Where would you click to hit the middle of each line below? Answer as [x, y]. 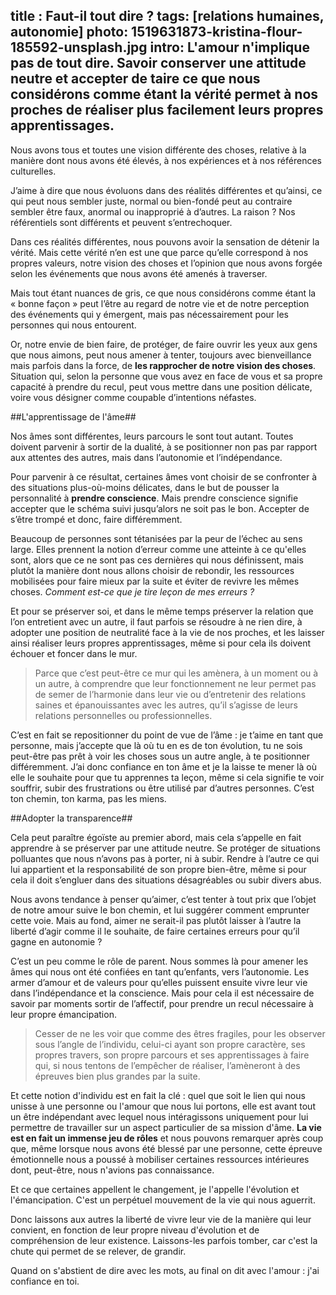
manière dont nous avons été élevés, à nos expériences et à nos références [166, 160]
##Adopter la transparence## [71, 818]
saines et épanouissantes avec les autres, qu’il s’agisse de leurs [166, 705]
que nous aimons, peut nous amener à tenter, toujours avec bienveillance [161, 355]
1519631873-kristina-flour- [217, 32]
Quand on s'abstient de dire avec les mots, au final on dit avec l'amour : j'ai [165, 1270]
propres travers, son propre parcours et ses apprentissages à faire [172, 1055]
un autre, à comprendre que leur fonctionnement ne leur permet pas [175, 683]
